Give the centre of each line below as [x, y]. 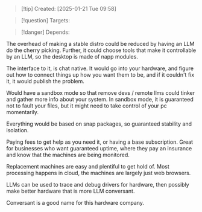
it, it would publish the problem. [45, 81]
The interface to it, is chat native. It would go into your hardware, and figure [100, 68]
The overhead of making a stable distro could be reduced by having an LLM [100, 44]
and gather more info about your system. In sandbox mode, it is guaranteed [100, 99]
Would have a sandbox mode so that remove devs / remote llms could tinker [101, 93]
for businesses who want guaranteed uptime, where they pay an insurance [99, 148]
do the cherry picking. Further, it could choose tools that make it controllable [101, 50]
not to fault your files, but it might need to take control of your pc [87, 106]
